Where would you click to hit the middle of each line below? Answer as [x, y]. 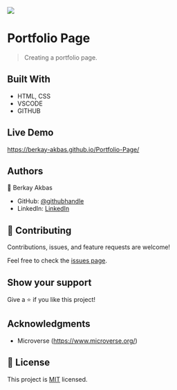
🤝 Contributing [39, 230]
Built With [29, 79]
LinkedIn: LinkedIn [43, 209]
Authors [25, 171]
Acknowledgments [49, 324]
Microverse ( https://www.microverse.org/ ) [77, 341]
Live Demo [30, 133]
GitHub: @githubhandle [50, 201]
